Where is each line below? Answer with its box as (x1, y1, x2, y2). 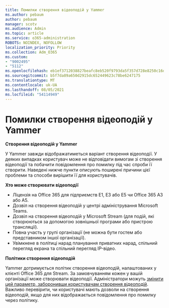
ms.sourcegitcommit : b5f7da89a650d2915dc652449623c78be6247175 (5, 73, 141, 78)
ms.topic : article (5, 31, 44, 36)
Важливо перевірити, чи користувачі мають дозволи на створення (5, 286, 149, 293)
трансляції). (12, 224, 39, 230)
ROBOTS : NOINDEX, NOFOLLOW (5, 40, 62, 45)
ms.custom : (5, 54, 28, 60)
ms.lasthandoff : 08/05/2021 (5, 87, 64, 92)
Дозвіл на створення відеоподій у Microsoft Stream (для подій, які (12, 213, 154, 220)
